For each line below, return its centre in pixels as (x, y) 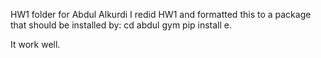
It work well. (35, 44)
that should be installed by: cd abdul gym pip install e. (121, 25)
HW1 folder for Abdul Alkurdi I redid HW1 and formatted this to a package (161, 14)
